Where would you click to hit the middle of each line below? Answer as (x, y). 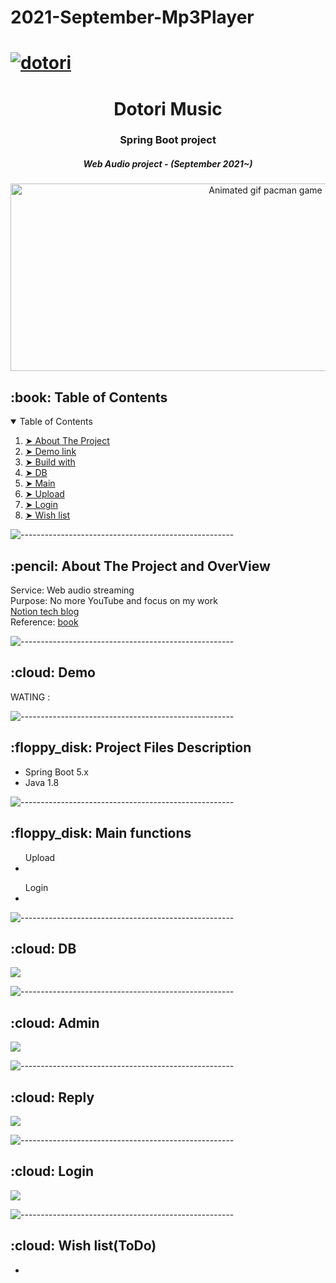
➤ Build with (50, 462)
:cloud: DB (43, 948)
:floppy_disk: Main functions (101, 833)
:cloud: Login (52, 1171)
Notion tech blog (45, 612)
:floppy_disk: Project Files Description (131, 747)
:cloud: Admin (55, 1022)
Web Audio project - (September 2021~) (168, 164)
